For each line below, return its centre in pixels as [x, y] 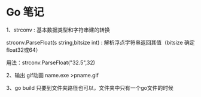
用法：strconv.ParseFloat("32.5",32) [51, 62]
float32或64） [24, 50]
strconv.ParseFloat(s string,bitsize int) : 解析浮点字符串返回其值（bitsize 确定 [100, 42]
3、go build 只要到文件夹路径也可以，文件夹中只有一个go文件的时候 [90, 87]
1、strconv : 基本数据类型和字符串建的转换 [58, 30]
